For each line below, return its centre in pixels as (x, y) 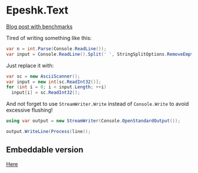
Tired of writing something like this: (49, 38)
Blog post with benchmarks (39, 26)
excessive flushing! (29, 110)
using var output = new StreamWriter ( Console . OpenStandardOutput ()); (93, 121)
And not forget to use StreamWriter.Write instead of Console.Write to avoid (98, 104)
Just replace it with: (30, 65)
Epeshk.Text (37, 10)
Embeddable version (45, 150)
